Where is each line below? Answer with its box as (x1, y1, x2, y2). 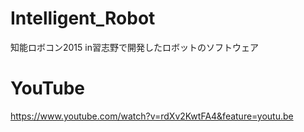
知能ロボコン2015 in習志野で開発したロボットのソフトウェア (10, 41, 259, 53)
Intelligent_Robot (10, 7, 156, 30)
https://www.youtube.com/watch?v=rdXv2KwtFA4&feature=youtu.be (10, 110, 294, 122)
